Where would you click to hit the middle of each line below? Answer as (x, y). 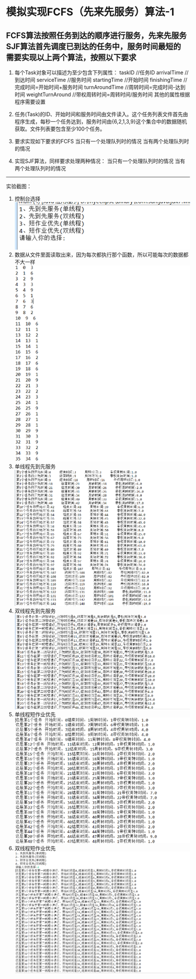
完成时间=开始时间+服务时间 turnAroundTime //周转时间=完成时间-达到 (100, 87)
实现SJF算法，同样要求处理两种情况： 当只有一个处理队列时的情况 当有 (100, 161)
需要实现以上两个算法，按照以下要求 (71, 57)
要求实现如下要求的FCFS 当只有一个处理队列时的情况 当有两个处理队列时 (102, 141)
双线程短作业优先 (35, 849)
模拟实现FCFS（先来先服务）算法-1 (90, 12)
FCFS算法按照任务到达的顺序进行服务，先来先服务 (96, 35)
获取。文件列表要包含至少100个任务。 (60, 129)
